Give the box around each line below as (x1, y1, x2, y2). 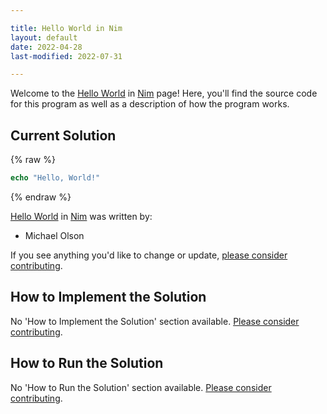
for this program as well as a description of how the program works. (10, 98, 290, 110)
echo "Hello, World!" (10, 173, 101, 183)
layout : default (10, 32, 78, 43)
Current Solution (10, 127, 117, 144)
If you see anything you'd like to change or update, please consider (10, 249, 288, 261)
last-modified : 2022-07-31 (10, 51, 123, 61)
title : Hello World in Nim (10, 23, 123, 33)
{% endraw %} (10, 191, 72, 203)
